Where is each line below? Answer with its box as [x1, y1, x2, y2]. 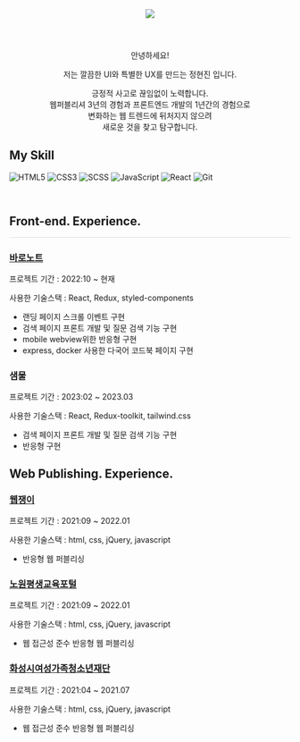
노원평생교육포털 [9, 578, 78, 590]
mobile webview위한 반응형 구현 [21, 333, 137, 344]
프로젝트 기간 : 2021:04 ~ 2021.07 [9, 684, 130, 696]
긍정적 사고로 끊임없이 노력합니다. [91, 89, 209, 98]
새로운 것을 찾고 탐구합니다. [102, 122, 198, 132]
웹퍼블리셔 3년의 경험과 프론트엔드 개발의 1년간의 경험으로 [49, 99, 251, 110]
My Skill [9, 148, 55, 164]
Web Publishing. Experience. [9, 466, 174, 481]
